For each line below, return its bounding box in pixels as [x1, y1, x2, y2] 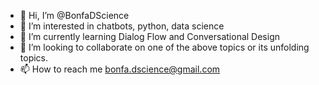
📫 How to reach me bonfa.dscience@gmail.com [19, 63, 221, 75]
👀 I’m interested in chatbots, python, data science [19, 20, 225, 32]
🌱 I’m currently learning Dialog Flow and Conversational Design [19, 31, 281, 42]
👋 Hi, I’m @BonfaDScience [19, 10, 130, 21]
